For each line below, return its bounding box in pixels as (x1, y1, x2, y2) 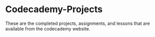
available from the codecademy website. (5, 25, 90, 31)
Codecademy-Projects (5, 4, 103, 15)
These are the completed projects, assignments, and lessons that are (5, 20, 150, 26)
